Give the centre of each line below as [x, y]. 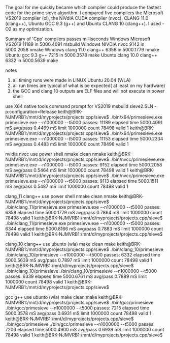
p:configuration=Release [31, 112]
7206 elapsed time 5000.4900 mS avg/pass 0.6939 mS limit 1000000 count [85, 330]
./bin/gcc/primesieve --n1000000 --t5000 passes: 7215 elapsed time [77, 308]
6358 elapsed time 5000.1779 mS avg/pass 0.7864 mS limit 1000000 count [84, 212]
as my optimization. [33, 29]
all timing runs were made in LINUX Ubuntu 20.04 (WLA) [72, 80]
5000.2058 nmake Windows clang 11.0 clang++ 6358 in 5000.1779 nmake [82, 50]
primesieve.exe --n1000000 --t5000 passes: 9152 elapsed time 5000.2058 [84, 165]
